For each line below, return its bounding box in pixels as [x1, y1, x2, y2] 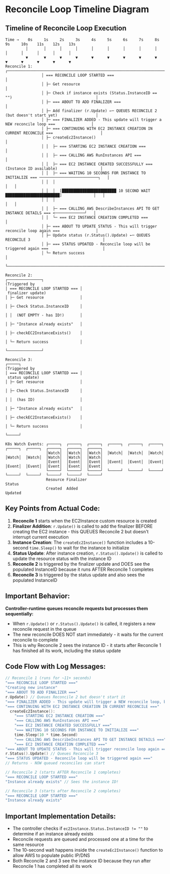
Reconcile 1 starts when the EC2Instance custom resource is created [12, 517, 157, 524]
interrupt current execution [12, 534, 69, 540]
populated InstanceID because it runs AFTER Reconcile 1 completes [12, 566, 154, 572]
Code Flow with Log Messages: [5, 662, 106, 671]
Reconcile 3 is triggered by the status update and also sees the [12, 571, 145, 577]
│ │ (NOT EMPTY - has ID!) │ [5, 313, 82, 318]
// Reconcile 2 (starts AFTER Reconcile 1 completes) [5, 770, 121, 775]
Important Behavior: [5, 592, 70, 600]
